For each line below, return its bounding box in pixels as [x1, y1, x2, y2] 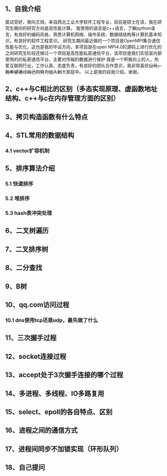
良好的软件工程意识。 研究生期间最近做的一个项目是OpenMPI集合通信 [18, 37, 161, 43]
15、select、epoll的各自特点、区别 [5, 408, 113, 416]
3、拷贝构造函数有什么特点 [5, 113, 88, 121]
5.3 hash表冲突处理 [5, 210, 52, 217]
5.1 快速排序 [5, 180, 34, 187]
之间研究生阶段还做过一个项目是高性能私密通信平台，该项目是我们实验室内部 [5, 50, 162, 56]
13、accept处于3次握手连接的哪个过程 [5, 371, 123, 379]
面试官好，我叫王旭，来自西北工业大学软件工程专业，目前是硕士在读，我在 [5, 19, 158, 25]
